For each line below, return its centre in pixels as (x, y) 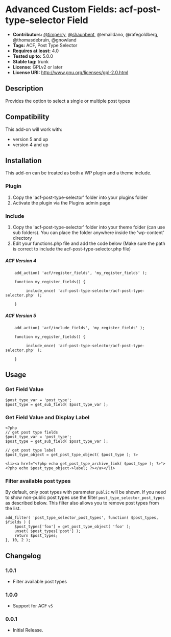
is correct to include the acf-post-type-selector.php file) (72, 248)
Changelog (23, 556)
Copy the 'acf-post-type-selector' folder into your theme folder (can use (89, 227)
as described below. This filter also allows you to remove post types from (82, 503)
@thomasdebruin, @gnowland (44, 40)
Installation (23, 160)
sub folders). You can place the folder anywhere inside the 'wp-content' (88, 232)
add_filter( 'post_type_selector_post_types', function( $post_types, (82, 518)
